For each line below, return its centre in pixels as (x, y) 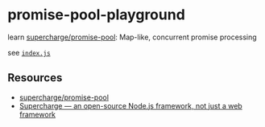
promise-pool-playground (97, 15)
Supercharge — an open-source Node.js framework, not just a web (130, 105)
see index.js (29, 52)
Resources (35, 78)
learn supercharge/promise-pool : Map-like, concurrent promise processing (132, 37)
